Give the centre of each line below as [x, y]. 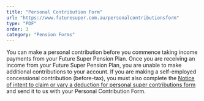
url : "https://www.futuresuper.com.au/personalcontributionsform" [93, 18]
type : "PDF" [21, 23]
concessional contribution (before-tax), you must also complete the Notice [100, 78]
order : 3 [17, 29]
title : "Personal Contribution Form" [55, 12]
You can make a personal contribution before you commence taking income [102, 52]
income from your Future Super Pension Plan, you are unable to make [94, 65]
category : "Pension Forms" [41, 35]
